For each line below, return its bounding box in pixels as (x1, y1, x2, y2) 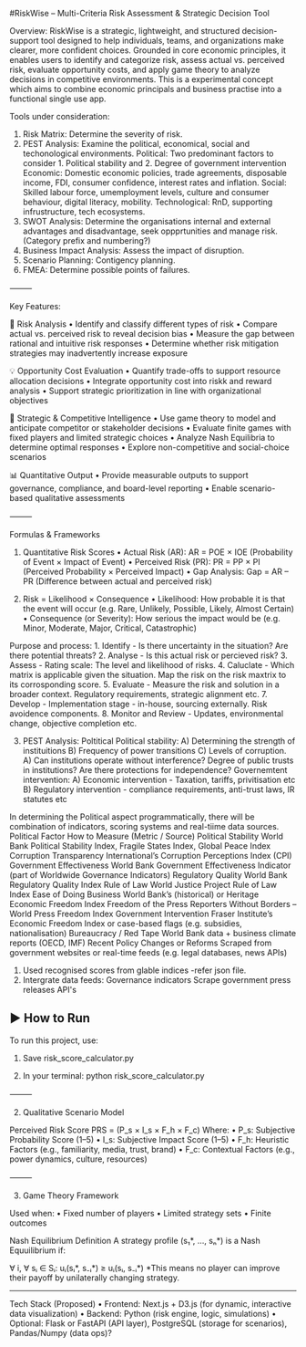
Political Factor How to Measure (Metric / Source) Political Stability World (9, 830, 284, 841)
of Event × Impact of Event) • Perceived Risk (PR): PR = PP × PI (22, 557, 261, 567)
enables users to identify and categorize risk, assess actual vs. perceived (9, 55, 285, 65)
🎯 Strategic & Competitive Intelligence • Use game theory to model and (9, 412, 276, 423)
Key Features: (9, 301, 61, 311)
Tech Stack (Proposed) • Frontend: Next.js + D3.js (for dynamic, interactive (9, 1298, 291, 1309)
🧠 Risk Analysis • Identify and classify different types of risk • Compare (9, 318, 278, 329)
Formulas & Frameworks (9, 529, 100, 539)
